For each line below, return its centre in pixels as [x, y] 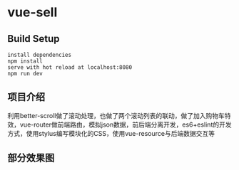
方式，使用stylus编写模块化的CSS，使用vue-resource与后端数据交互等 [111, 133]
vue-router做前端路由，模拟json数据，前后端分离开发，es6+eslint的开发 [126, 124]
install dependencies [40, 55]
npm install [25, 61]
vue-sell [32, 12]
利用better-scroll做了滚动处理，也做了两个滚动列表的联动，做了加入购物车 [116, 115]
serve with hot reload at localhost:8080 [70, 68]
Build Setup [34, 39]
